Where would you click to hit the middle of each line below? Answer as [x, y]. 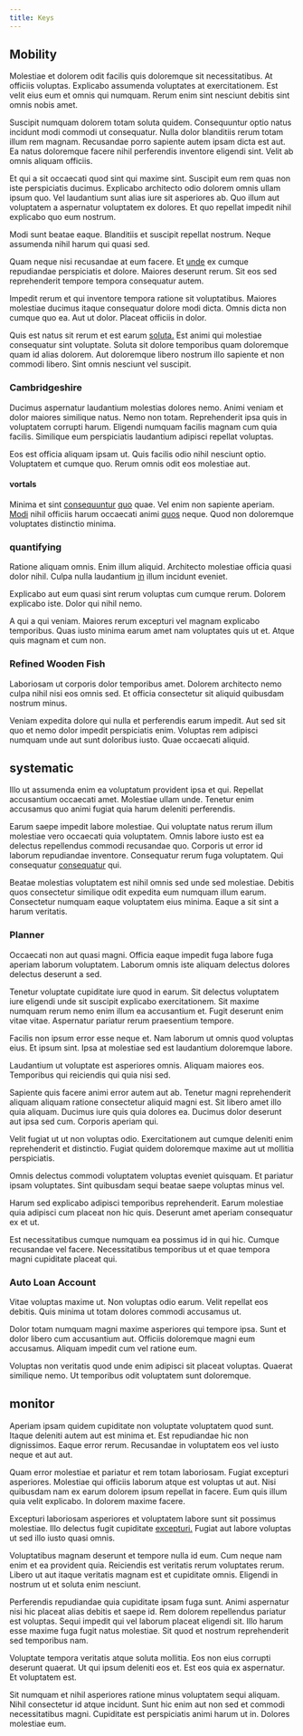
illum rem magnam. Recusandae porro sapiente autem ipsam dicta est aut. [148, 142]
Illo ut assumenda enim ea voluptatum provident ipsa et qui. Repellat [137, 790]
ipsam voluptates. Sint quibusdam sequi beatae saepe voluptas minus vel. [147, 1185]
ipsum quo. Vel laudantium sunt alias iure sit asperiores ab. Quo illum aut [145, 198]
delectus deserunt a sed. [56, 974]
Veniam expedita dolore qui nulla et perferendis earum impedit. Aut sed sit [147, 720]
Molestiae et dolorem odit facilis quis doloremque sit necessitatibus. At [141, 76]
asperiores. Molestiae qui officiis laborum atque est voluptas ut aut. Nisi [143, 1482]
